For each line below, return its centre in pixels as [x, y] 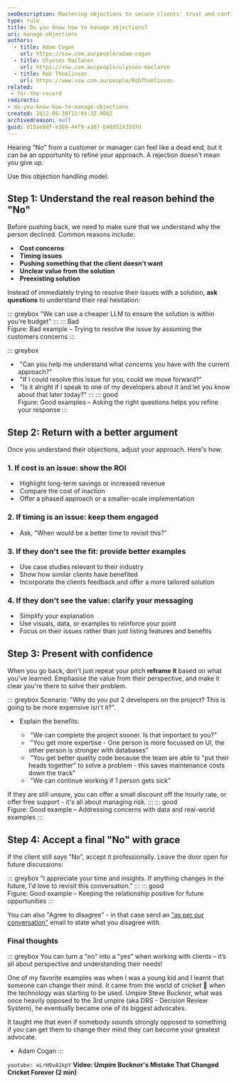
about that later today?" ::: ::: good [68, 395]
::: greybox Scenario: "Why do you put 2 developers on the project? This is [117, 700]
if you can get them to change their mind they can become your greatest [114, 1029]
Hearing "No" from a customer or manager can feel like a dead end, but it [115, 147]
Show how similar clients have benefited [79, 575]
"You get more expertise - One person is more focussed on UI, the [127, 742]
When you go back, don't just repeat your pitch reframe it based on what [115, 671]
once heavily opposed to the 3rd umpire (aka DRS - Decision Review [108, 1001]
